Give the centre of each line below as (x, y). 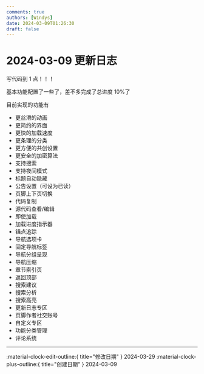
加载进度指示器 (34, 224)
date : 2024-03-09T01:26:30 (40, 23)
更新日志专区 (31, 308)
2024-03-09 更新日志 (62, 61)
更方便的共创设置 (36, 148)
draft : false (23, 29)
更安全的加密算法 (36, 156)
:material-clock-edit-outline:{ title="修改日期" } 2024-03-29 (81, 357)
